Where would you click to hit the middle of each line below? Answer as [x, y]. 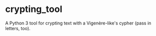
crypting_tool [34, 9]
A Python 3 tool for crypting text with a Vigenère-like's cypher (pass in [78, 23]
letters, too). [18, 28]
